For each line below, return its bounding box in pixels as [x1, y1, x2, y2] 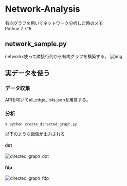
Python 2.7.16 [5, 25, 32, 31]
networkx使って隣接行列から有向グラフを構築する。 [5, 53, 109, 59]
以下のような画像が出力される [5, 131, 65, 137]
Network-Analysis [5, 3, 80, 15]
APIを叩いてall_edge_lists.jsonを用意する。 [5, 97, 91, 103]
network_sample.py [5, 40, 67, 48]
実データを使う [5, 69, 50, 78]
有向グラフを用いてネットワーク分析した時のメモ [5, 20, 103, 26]
